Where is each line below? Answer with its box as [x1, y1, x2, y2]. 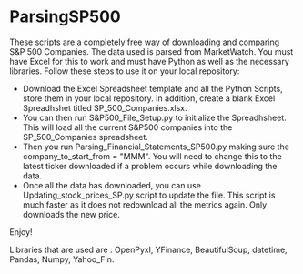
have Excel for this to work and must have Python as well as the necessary [9, 56, 289, 66]
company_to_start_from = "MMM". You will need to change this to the [22, 150, 282, 161]
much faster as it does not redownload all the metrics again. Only [22, 198, 268, 210]
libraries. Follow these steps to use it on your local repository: [9, 66, 240, 76]
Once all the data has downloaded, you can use [22, 179, 202, 190]
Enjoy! [9, 226, 34, 238]
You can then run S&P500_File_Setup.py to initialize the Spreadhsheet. [22, 112, 287, 123]
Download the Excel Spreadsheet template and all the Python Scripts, [22, 83, 284, 94]
